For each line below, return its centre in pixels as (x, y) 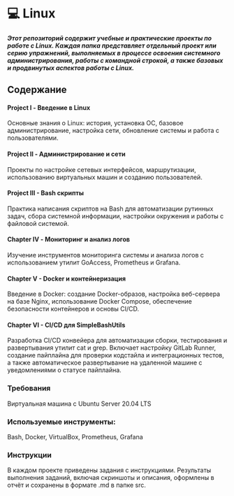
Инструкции (30, 455)
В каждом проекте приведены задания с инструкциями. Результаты (109, 470)
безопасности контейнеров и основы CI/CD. (73, 309)
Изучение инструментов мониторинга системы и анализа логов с (106, 255)
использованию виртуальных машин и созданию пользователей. (105, 177)
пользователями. (33, 138)
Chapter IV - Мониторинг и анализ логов (69, 239)
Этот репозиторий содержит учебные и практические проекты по (109, 38)
